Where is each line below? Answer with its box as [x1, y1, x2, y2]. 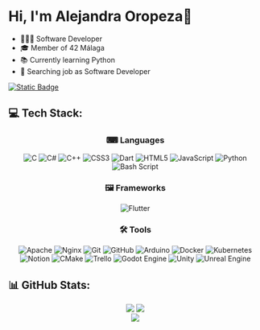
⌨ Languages [105, 134, 165, 146]
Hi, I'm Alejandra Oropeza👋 [8, 7, 193, 26]
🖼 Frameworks [104, 182, 167, 193]
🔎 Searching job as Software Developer [19, 66, 151, 76]
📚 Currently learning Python [19, 55, 115, 64]
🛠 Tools [119, 224, 151, 235]
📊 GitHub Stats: [8, 278, 91, 292]
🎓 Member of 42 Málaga [19, 43, 105, 52]
